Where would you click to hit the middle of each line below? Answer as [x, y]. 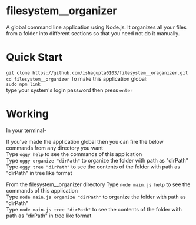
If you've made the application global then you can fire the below [85, 141]
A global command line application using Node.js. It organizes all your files [96, 27]
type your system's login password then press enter [69, 90]
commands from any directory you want [55, 148]
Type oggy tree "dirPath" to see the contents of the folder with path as [93, 167]
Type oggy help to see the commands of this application [74, 154]
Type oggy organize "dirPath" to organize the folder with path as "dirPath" [97, 160]
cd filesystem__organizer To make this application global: [77, 78]
